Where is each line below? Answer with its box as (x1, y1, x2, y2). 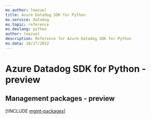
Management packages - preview (5, 94, 115, 103)
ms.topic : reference (5, 22, 50, 27)
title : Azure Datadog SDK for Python (5, 12, 86, 17)
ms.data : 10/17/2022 (5, 41, 50, 46)
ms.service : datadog (5, 17, 50, 22)
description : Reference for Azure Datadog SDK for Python (5, 36, 132, 42)
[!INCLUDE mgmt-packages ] (5, 108, 66, 114)
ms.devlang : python (5, 27, 47, 32)
